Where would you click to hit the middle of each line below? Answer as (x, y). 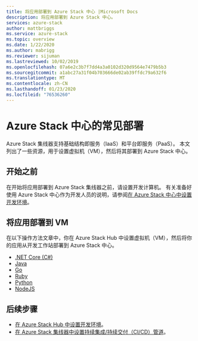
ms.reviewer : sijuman (33, 56)
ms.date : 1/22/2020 (30, 45)
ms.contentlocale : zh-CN (37, 84)
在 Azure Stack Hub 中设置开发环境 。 (61, 324)
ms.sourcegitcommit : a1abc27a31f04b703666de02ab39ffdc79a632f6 (86, 73)
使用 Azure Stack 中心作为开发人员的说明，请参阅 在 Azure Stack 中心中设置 (99, 195)
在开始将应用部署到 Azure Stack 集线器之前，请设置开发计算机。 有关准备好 (99, 187)
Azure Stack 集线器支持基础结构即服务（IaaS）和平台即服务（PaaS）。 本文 (98, 143)
